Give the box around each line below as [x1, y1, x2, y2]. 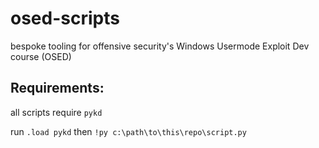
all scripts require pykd [10, 106, 103, 118]
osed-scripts [10, 7, 120, 30]
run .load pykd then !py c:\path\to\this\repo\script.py [10, 125, 247, 137]
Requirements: [10, 80, 105, 97]
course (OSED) [10, 50, 72, 62]
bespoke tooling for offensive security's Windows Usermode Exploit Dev [10, 40, 310, 52]
